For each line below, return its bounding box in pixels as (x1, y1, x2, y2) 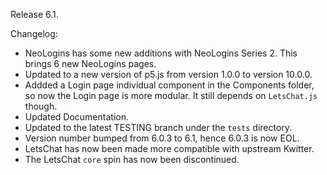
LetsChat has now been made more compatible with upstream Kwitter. (24, 143, 315, 154)
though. (24, 100, 58, 112)
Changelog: (10, 28, 58, 39)
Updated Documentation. (24, 111, 129, 123)
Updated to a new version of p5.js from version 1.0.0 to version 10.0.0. (24, 69, 313, 80)
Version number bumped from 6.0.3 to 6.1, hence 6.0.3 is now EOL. (24, 132, 300, 144)
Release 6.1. (10, 9, 59, 20)
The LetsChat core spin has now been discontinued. (24, 154, 240, 165)
